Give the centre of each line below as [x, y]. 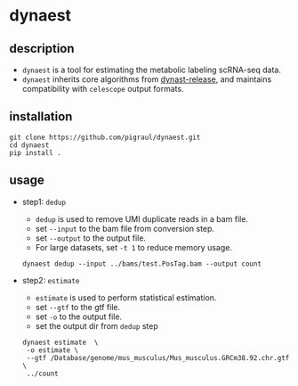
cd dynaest [29, 145]
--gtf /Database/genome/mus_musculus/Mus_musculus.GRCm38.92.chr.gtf [158, 357]
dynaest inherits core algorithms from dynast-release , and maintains [147, 79]
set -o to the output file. [79, 316]
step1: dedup [44, 201]
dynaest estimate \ [60, 342]
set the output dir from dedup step [97, 325]
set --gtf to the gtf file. [78, 307]
